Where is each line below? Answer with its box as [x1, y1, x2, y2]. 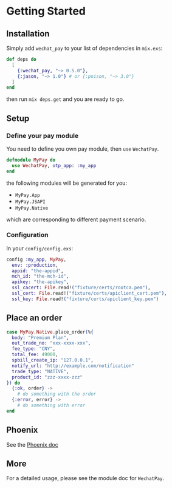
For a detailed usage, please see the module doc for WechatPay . [6, 475, 165, 482]
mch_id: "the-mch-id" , [12, 273, 69, 280]
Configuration [6, 231, 49, 239]
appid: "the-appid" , [12, 267, 64, 274]
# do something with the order [17, 391, 97, 397]
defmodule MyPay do [6, 157, 56, 163]
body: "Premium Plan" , [12, 334, 69, 341]
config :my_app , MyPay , [6, 256, 67, 263]
